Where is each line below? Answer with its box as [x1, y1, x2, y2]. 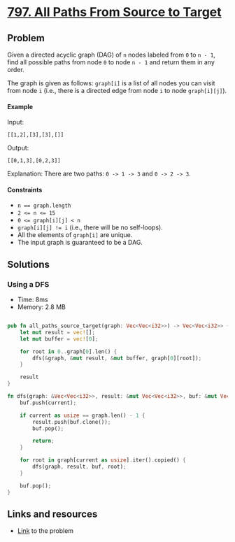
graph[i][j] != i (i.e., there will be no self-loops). [17, 223, 163, 231]
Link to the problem [17, 527, 74, 535]
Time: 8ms [17, 295, 48, 304]
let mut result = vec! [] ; [20, 329, 96, 336]
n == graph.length [17, 202, 71, 210]
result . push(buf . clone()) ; [32, 418, 111, 425]
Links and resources [7, 508, 98, 520]
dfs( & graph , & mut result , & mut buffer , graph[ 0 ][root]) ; [32, 355, 202, 362]
